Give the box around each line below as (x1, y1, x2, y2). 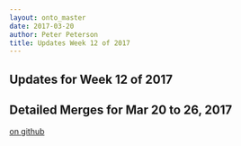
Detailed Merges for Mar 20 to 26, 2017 (9, 103, 232, 118)
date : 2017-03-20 (9, 22, 75, 31)
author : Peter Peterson (9, 30, 99, 39)
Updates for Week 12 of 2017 (9, 71, 174, 87)
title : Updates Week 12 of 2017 (9, 38, 130, 48)
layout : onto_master (9, 13, 87, 23)
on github (9, 126, 45, 137)
